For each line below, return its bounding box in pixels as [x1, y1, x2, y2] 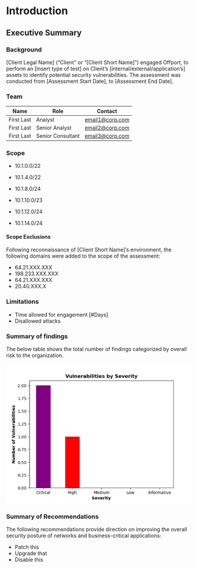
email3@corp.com [84, 132, 130, 139]
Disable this [14, 556, 44, 563]
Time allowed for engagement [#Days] [14, 311, 109, 318]
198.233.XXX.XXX [14, 270, 59, 277]
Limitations [6, 297, 40, 306]
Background [6, 46, 42, 54]
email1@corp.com [84, 116, 130, 123]
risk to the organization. [6, 352, 64, 359]
